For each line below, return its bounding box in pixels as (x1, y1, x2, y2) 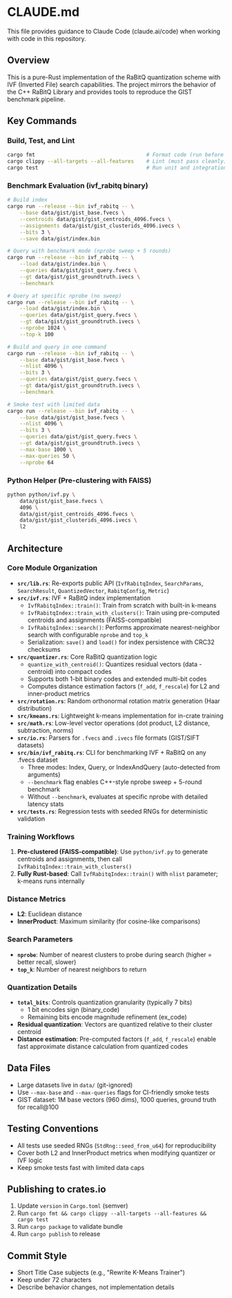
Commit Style (7, 1250, 67, 1261)
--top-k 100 (19, 330, 54, 338)
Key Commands (7, 115, 77, 127)
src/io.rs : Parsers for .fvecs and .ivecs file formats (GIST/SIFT (17, 734, 200, 742)
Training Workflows (7, 832, 75, 842)
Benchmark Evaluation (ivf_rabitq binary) (7, 181, 148, 190)
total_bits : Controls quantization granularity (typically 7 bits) (17, 998, 193, 1006)
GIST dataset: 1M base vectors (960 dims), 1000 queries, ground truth (17, 1095, 216, 1103)
